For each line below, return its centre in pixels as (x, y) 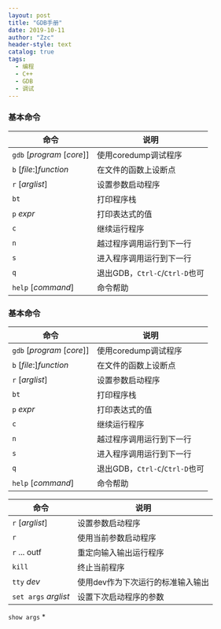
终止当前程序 (101, 567)
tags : (17, 60)
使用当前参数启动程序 (117, 538)
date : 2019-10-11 (37, 30)
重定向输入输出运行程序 (121, 553)
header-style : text (40, 45)
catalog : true (31, 52)
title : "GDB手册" (35, 23)
